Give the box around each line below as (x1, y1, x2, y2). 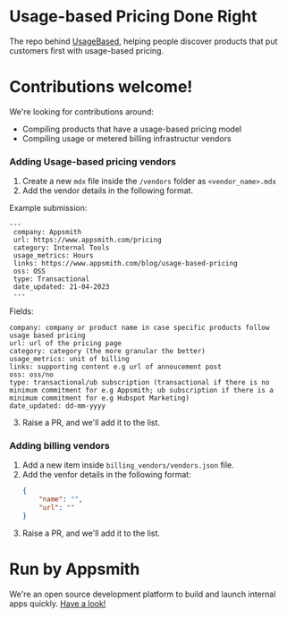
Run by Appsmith (9, 559, 140, 580)
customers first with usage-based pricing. (9, 45, 164, 55)
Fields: (9, 306, 34, 317)
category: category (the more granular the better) (9, 347, 206, 356)
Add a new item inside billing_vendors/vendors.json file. (21, 460, 234, 470)
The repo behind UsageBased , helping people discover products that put (9, 36, 278, 47)
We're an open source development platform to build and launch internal (9, 588, 276, 599)
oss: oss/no (9, 370, 54, 379)
